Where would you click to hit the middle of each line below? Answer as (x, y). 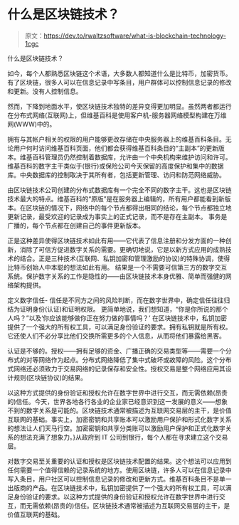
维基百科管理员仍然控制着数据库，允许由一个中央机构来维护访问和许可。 (126, 157)
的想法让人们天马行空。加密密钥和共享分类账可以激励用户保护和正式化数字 (116, 428)
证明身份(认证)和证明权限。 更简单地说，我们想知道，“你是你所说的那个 (124, 309)
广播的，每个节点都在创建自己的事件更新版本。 (76, 226)
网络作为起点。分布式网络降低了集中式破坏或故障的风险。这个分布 (135, 359)
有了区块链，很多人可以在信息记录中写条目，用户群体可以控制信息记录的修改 (119, 82)
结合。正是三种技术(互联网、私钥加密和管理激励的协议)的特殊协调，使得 (125, 258)
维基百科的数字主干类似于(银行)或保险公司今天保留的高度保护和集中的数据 (116, 166)
